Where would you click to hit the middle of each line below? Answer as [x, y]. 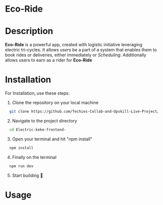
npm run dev [22, 166]
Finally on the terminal [34, 157]
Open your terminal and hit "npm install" [52, 139]
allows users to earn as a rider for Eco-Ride [49, 60]
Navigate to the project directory [45, 120]
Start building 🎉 [27, 175]
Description [29, 31]
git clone [19, 112]
